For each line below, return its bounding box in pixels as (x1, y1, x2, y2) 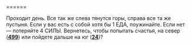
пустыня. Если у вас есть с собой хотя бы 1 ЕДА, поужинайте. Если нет (6, 21, 185, 28)
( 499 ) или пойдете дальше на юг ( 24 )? (6, 34, 103, 40)
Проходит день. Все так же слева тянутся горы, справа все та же (6, 15, 172, 21)
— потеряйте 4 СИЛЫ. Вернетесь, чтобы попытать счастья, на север (6, 27, 180, 34)
